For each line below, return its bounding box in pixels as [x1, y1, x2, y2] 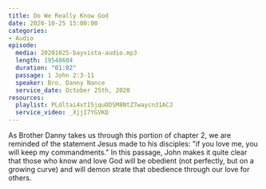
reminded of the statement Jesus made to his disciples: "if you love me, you [8, 139, 258, 148]
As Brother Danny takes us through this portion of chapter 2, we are [8, 131, 232, 140]
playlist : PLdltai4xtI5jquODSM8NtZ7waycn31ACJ [15, 101, 173, 109]
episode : [8, 42, 38, 50]
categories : [8, 26, 48, 34]
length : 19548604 [15, 57, 73, 65]
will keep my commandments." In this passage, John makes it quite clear [8, 147, 248, 157]
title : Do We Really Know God [8, 11, 109, 20]
